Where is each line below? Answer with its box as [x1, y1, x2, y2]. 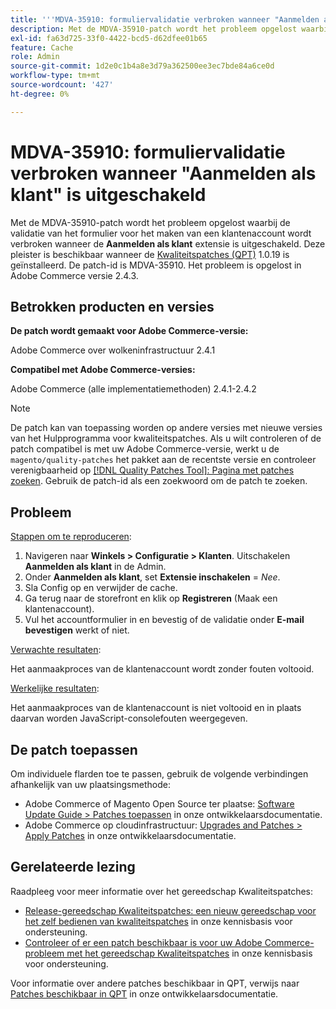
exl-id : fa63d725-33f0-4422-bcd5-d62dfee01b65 [10, 33, 208, 43]
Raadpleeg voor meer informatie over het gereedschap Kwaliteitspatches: [10, 885, 314, 897]
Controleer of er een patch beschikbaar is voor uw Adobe [24, 936, 263, 948]
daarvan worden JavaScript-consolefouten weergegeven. [10, 712, 248, 725]
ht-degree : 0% [10, 89, 70, 99]
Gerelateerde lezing [10, 859, 136, 876]
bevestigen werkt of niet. [24, 624, 130, 636]
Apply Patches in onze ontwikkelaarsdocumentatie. [24, 830, 237, 841]
